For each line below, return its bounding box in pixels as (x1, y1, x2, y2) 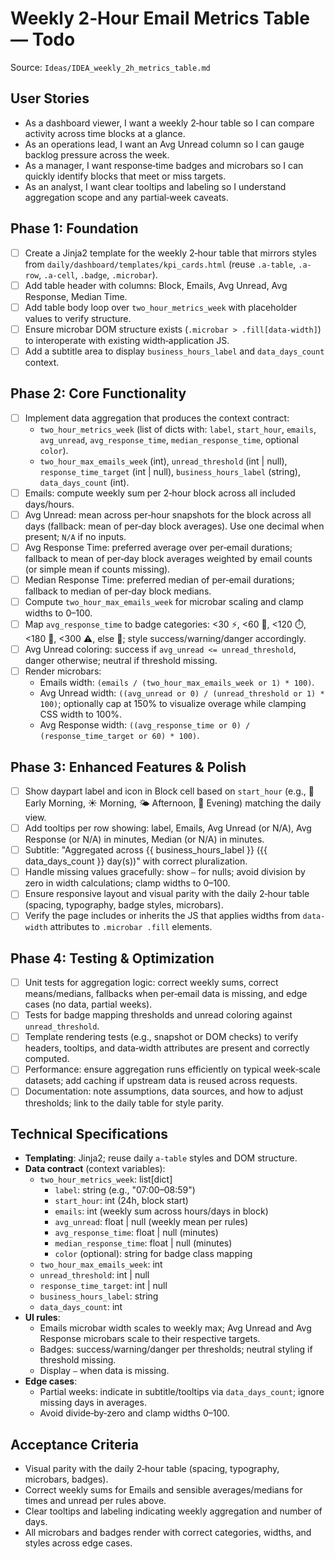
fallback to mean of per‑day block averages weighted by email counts (24, 552, 313, 564)
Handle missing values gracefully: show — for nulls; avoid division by (24, 866, 306, 878)
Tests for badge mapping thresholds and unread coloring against (24, 1009, 293, 1021)
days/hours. (24, 498, 75, 510)
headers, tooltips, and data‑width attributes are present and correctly (24, 1042, 310, 1054)
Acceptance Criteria (10, 1436, 139, 1453)
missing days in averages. (39, 1397, 147, 1409)
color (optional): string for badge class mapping (54, 1248, 253, 1260)
